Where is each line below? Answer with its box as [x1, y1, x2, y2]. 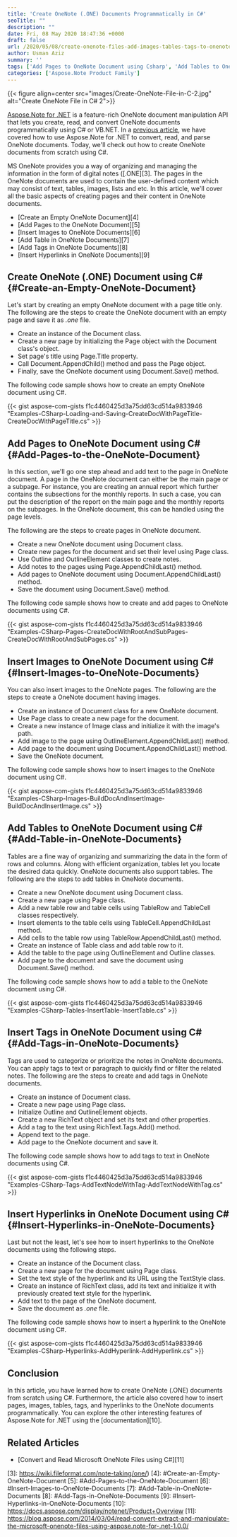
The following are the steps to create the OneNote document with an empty [7, 309, 227, 317]
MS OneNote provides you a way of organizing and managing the [7, 161, 197, 170]
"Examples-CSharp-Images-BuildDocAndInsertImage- [7, 794, 166, 802]
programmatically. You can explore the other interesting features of [7, 1409, 202, 1417]
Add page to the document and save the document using [17, 956, 183, 965]
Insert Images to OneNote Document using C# [7, 655, 214, 667]
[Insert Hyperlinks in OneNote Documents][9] [17, 251, 150, 259]
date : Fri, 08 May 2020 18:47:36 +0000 [7, 30, 125, 38]
